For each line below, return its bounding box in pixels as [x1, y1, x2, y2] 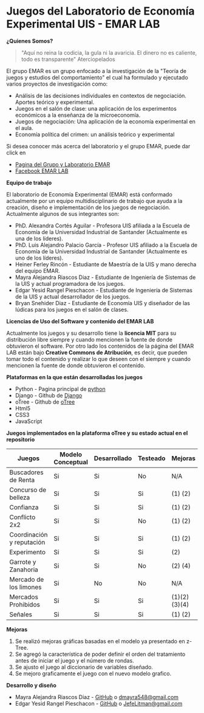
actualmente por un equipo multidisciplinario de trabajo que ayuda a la [6, 197, 183, 204]
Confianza [9, 503, 39, 511]
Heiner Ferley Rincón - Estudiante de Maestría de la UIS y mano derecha [15, 260, 197, 268]
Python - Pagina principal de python [15, 385, 106, 393]
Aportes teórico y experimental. [15, 98, 95, 106]
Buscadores [9, 468, 44, 477]
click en [6, 149, 26, 156]
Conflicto [9, 512, 36, 521]
